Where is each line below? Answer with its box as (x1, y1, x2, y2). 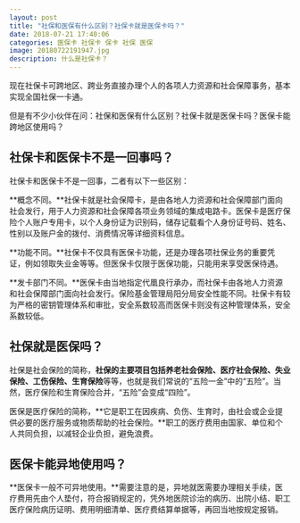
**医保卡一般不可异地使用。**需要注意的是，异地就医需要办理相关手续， (9, 482, 276, 493)
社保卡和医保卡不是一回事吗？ (9, 150, 174, 165)
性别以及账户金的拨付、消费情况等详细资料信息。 (9, 228, 189, 238)
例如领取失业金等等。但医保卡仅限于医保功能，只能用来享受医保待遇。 (24, 258, 283, 269)
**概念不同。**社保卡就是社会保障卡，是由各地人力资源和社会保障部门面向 (9, 194, 284, 205)
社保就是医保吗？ (9, 339, 104, 354)
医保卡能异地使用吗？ (9, 457, 127, 472)
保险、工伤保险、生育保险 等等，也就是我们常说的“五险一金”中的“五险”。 (9, 376, 274, 386)
